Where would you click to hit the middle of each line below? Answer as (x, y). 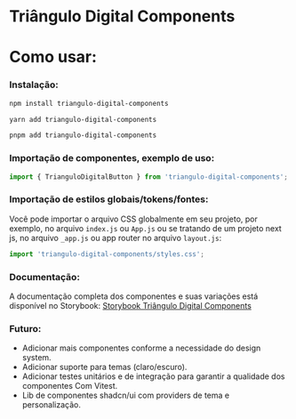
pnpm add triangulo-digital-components (83, 135)
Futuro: (25, 328)
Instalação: (34, 85)
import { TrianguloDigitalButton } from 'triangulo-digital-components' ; (149, 177)
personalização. (52, 405)
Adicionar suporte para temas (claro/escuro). (104, 367)
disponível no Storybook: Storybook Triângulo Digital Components (130, 305)
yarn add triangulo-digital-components (83, 119)
